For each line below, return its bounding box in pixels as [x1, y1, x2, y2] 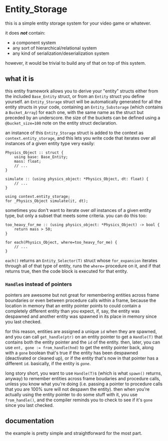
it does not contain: [5, 30, 45, 36]
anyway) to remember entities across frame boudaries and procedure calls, [5, 376, 160, 382]
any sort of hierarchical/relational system [12, 45, 97, 51]
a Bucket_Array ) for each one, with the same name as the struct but [5, 109, 144, 115]
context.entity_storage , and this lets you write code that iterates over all [5, 135, 156, 141]
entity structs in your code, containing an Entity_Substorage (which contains [5, 104, 163, 110]
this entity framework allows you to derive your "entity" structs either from [5, 88, 158, 94]
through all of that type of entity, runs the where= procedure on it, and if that [5, 263, 161, 269]
